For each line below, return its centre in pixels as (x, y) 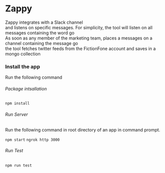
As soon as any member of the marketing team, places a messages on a (79, 38)
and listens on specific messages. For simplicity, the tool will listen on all (79, 27)
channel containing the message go (42, 43)
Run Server (17, 115)
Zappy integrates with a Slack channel (44, 22)
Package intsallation (26, 88)
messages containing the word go (40, 33)
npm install (17, 104)
